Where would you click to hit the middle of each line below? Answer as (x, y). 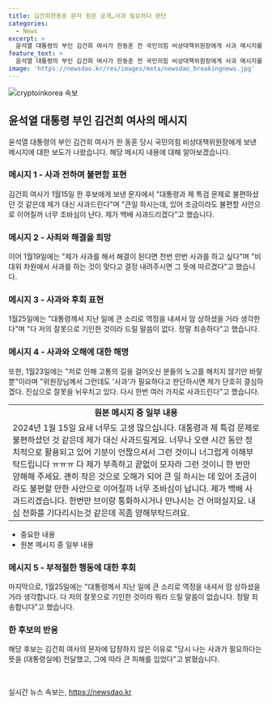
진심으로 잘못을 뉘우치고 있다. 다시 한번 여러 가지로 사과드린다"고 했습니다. (142, 391)
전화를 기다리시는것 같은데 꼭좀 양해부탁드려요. (106, 513)
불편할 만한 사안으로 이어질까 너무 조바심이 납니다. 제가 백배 (136, 489)
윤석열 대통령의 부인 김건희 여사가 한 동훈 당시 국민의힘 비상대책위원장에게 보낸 (133, 142)
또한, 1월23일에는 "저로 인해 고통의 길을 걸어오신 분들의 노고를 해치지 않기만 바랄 (136, 371)
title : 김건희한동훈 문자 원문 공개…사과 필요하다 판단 (87, 16)
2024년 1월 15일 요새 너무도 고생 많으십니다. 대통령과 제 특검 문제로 (136, 428)
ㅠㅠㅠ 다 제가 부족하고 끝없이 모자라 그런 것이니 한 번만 (151, 464)
